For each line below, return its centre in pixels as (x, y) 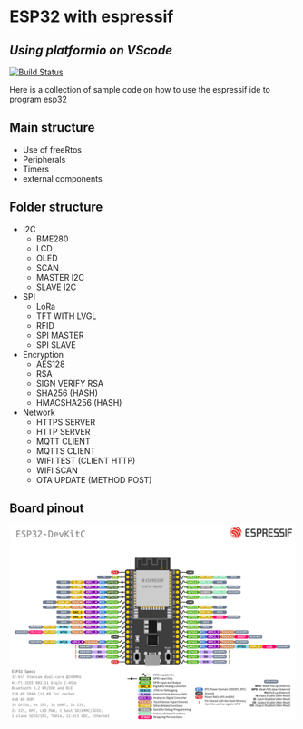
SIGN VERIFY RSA (70, 383)
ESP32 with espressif (92, 17)
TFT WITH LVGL (66, 316)
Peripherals (44, 159)
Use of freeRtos (52, 149)
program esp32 (39, 99)
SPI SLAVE (56, 345)
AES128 (50, 364)
